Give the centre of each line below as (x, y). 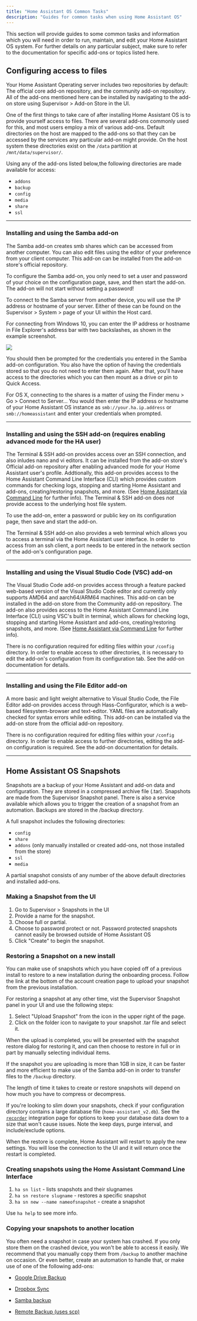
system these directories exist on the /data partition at (72, 146)
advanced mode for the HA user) (54, 442)
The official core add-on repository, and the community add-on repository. (96, 91)
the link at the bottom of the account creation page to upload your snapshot (98, 981)
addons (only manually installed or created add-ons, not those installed (99, 845)
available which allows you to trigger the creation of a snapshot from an (93, 804)
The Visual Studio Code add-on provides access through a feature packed (96, 585)
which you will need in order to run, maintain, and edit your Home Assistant (97, 40)
